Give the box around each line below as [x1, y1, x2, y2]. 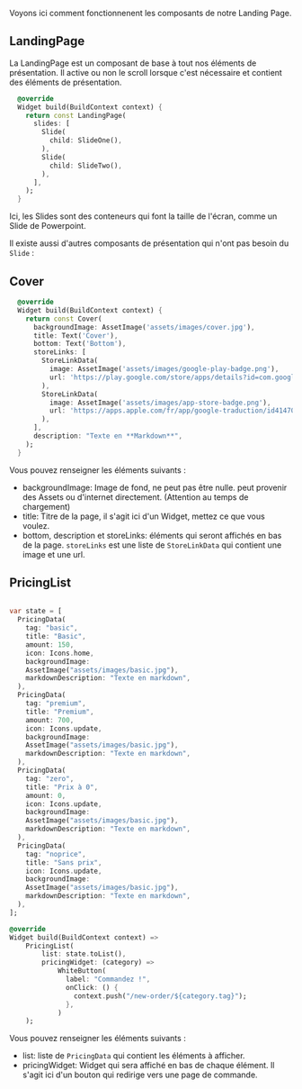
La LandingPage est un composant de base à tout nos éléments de [9, 58, 257, 68]
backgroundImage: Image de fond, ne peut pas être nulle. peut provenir [22, 482, 288, 493]
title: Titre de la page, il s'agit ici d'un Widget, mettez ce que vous [22, 511, 265, 522]
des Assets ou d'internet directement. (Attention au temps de [22, 491, 249, 503]
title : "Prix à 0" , [25, 783, 99, 792]
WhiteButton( [57, 966, 106, 976]
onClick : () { [66, 983, 119, 992]
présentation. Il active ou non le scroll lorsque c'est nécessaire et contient [9, 67, 283, 77]
